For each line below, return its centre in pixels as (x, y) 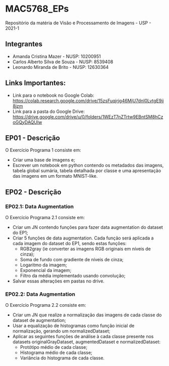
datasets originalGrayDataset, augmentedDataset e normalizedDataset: (86, 342)
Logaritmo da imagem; (43, 265)
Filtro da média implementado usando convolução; (73, 276)
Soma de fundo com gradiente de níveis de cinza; (72, 260)
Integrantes (24, 44)
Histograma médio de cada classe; (56, 353)
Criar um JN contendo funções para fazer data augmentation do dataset (88, 227)
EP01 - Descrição (33, 138)
